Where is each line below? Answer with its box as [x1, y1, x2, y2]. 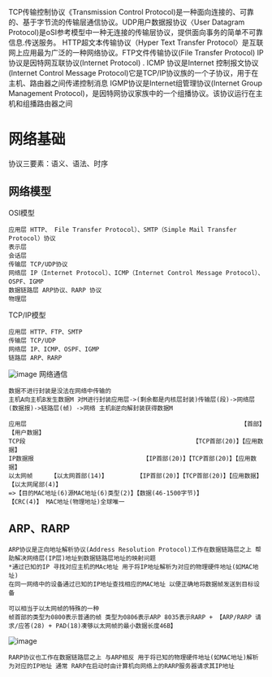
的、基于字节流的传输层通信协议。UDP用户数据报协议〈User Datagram [8, 17, 245, 27]
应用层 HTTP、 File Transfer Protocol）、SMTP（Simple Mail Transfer [8, 225, 237, 234]
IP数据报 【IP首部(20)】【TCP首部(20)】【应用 [8, 454, 251, 462]
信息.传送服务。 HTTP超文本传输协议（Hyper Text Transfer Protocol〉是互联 [8, 37, 264, 47]
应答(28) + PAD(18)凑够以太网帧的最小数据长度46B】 [18, 622, 177, 630]
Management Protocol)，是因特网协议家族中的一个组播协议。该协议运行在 [8, 89, 256, 98]
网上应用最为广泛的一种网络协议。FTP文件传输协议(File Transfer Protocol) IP [8, 48, 264, 57]
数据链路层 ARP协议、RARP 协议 [8, 286, 102, 295]
